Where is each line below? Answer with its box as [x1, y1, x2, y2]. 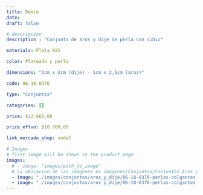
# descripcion [6, 31, 42, 37]
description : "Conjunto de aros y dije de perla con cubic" [6, 37, 164, 43]
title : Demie [6, 8, 39, 15]
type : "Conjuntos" [6, 91, 53, 97]
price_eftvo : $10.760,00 [6, 124, 69, 130]
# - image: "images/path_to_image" [11, 163, 101, 169]
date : [6, 15, 20, 21]
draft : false [6, 20, 39, 26]
